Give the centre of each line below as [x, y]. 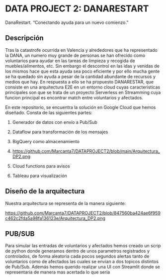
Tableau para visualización [40, 176]
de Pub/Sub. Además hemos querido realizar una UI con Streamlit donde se [83, 267]
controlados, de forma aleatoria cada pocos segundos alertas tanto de [77, 256]
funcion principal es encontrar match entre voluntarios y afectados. [74, 97]
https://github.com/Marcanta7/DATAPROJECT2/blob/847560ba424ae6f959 [83, 213]
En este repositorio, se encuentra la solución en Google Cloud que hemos [81, 107]
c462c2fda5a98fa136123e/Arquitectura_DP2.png [55, 218]
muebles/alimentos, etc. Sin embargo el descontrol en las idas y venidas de [83, 66]
